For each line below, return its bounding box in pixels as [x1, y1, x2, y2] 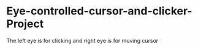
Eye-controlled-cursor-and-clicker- [6, 4, 192, 18]
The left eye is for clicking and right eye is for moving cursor [6, 37, 159, 44]
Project [6, 17, 44, 31]
